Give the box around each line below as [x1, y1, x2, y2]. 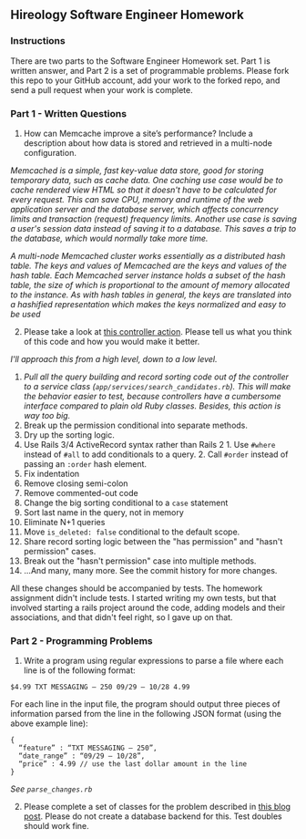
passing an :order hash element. [23, 458, 148, 469]
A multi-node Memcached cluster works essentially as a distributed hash [10, 250, 286, 261]
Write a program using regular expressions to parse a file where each [23, 656, 284, 667]
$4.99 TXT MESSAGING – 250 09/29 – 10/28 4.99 [10, 683, 190, 692]
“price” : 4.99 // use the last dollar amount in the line [18, 760, 248, 769]
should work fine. [23, 821, 89, 832]
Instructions [10, 35, 66, 47]
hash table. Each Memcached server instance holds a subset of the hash [10, 269, 286, 281]
